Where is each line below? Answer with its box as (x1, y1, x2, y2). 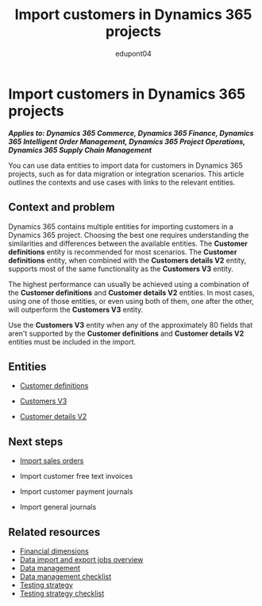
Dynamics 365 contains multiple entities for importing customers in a (8, 221, 234, 231)
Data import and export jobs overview (19, 554, 144, 564)
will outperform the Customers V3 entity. (8, 305, 144, 314)
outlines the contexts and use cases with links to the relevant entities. (8, 177, 236, 187)
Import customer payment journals (19, 487, 133, 496)
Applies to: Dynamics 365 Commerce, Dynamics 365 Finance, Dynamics (8, 128, 254, 138)
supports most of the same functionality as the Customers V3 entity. (8, 264, 234, 274)
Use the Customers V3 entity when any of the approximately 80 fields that (8, 320, 253, 329)
